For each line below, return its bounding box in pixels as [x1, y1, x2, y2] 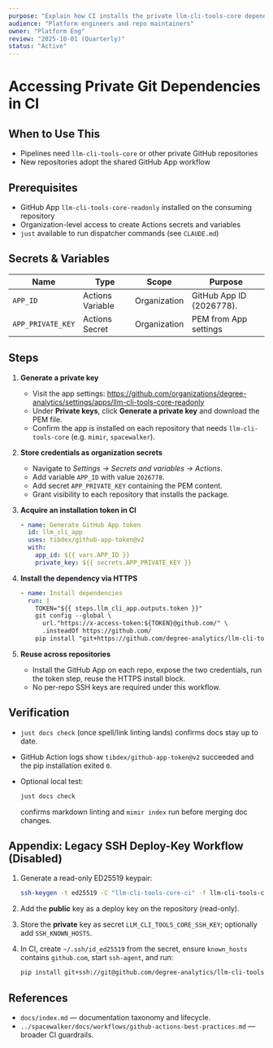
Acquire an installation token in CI [19, 505, 136, 515]
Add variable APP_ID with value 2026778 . [32, 471, 165, 481]
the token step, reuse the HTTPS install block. [32, 673, 186, 683]
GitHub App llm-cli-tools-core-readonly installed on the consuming [19, 202, 252, 212]
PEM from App [192, 313, 248, 324]
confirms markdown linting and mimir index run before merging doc [19, 807, 248, 817]
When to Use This [8, 127, 100, 141]
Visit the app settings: [32, 388, 106, 398]
